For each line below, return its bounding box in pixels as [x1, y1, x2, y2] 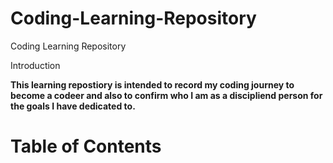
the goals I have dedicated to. [10, 100, 136, 112]
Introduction [10, 59, 61, 71]
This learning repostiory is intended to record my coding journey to [10, 78, 295, 91]
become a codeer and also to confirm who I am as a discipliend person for [10, 89, 323, 101]
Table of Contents [10, 135, 162, 158]
